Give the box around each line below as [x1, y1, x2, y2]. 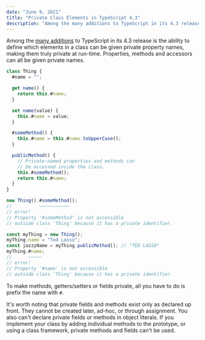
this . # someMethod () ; [17, 169, 70, 176]
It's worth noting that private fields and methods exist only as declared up [6, 300, 192, 308]
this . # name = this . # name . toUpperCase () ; [17, 136, 121, 142]
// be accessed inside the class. [17, 163, 105, 170]
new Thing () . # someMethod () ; [6, 198, 78, 204]
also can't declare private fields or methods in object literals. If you [6, 313, 174, 321]
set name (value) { [12, 108, 59, 114]
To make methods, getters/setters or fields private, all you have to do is [6, 282, 185, 289]
